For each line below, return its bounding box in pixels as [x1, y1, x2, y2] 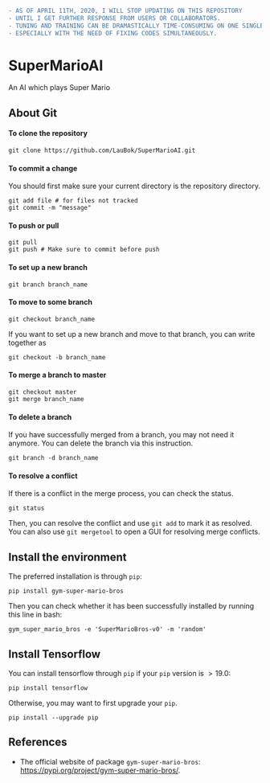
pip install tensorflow [8, 684, 88, 692]
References [8, 736, 67, 749]
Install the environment [8, 550, 127, 564]
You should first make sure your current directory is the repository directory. [8, 181, 261, 191]
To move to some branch [8, 297, 92, 307]
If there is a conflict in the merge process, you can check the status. [8, 489, 234, 498]
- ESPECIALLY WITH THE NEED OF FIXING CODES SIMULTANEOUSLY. [8, 29, 218, 37]
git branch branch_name [8, 281, 88, 289]
